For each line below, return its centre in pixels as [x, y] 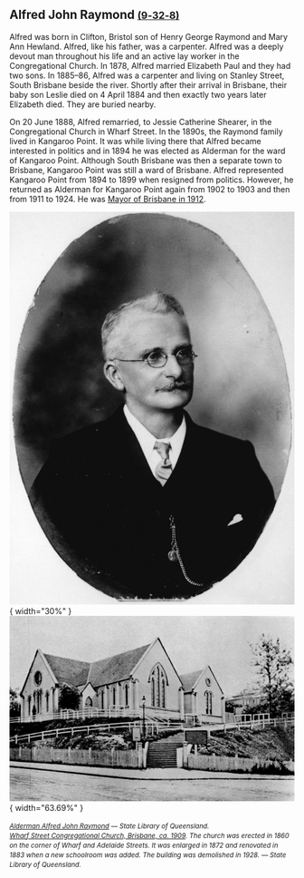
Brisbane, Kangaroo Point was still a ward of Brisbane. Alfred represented [147, 170]
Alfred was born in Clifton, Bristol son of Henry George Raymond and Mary [148, 36]
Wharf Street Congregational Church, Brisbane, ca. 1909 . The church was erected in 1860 [149, 835]
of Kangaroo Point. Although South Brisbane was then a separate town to [146, 160]
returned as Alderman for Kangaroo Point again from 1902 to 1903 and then [150, 189]
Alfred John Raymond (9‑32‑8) [95, 15]
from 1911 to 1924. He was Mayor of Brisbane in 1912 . [108, 199]
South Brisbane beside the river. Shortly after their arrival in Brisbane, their [148, 84]
